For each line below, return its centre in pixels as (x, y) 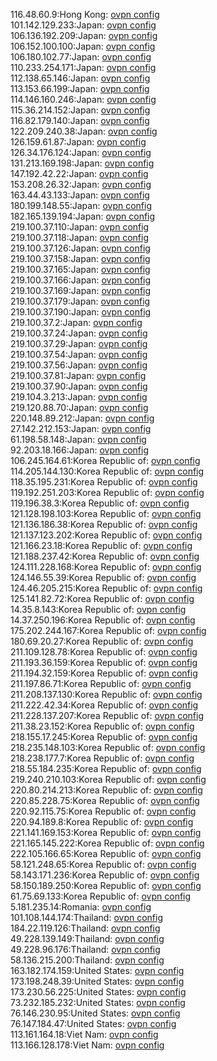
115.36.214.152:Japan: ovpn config (80, 110)
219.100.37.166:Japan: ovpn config (81, 280)
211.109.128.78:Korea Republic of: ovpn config (104, 652)
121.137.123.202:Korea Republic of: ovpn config (106, 535)
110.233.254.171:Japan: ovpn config (83, 67)
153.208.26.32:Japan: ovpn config (81, 184)
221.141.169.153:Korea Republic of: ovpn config (106, 832)
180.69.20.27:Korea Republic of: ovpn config (102, 641)
